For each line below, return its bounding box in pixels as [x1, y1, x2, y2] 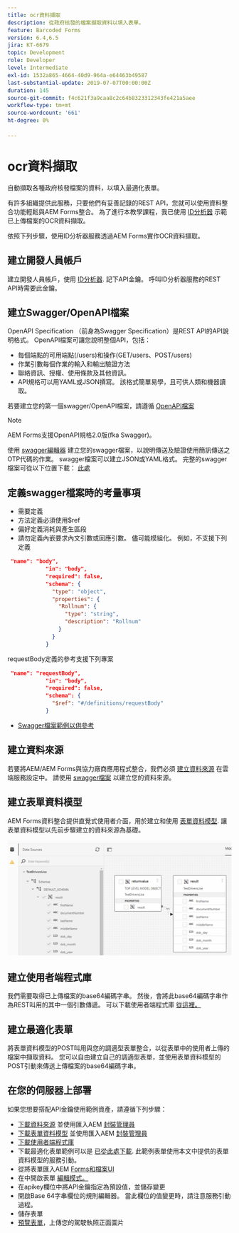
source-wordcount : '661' [7, 109, 81, 117]
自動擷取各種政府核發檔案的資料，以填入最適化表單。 [7, 183, 164, 192]
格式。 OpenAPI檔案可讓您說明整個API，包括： [13, 336, 152, 344]
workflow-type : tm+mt [7, 102, 72, 109]
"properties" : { [52, 595, 100, 603]
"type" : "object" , [52, 588, 107, 595]
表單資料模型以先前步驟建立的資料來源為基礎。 [7, 825, 144, 834]
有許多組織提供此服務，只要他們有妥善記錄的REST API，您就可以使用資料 [7, 198, 222, 207]
